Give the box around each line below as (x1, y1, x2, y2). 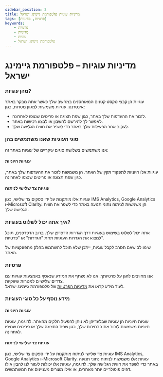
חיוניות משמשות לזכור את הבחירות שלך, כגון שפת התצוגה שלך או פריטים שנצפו (5, 323, 150, 329)
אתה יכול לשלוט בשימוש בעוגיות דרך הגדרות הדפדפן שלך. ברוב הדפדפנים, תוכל (5, 230, 150, 236)
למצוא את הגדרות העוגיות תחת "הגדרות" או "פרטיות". (5, 235, 105, 241)
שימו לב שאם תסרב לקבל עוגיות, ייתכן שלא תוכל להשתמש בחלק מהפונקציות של (5, 244, 151, 250)
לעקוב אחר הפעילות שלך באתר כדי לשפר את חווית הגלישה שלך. (12, 124, 129, 130)
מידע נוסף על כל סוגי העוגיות (5, 296, 70, 302)
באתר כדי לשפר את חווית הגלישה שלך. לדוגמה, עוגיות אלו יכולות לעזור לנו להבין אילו (5, 361, 158, 367)
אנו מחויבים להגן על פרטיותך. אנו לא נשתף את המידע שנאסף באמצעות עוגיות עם (5, 273, 153, 278)
